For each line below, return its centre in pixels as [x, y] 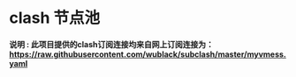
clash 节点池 [55, 18]
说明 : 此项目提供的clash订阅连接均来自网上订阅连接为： [112, 44]
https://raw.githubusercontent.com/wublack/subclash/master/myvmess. [148, 54]
